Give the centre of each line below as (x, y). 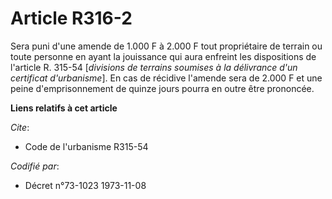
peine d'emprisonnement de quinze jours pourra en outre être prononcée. (162, 88)
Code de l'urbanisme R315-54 (86, 146)
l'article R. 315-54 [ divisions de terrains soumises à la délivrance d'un (154, 67)
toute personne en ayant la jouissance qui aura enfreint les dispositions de (163, 56)
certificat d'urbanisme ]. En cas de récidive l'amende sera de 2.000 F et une (166, 78)
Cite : (20, 127)
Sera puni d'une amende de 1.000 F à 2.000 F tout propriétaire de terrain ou (166, 46)
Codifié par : (35, 166)
